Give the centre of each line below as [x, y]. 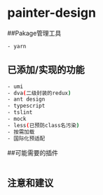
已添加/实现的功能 [46, 70]
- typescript [26, 106]
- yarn [17, 46]
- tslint [20, 113]
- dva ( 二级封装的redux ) [39, 93]
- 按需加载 [21, 132]
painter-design [52, 13]
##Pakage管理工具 [34, 33]
